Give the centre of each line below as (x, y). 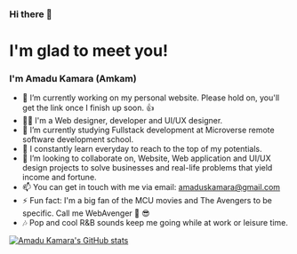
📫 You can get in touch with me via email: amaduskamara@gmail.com (151, 187)
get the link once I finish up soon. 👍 (88, 108)
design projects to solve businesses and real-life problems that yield (147, 168)
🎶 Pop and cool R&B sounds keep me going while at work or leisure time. (155, 223)
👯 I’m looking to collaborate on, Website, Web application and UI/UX (146, 158)
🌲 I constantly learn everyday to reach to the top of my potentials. (142, 149)
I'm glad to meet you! (89, 51)
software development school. (78, 139)
